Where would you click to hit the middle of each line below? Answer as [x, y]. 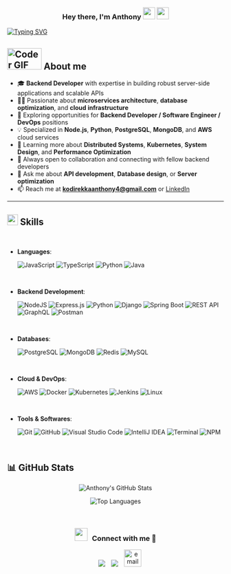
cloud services [38, 137]
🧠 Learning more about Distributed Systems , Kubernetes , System [112, 145]
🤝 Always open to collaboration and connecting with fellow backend [113, 159]
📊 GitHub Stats [41, 468]
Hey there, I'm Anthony [102, 16]
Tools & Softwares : [44, 419]
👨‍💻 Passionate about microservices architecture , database [102, 100]
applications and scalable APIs [60, 93]
